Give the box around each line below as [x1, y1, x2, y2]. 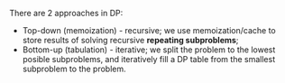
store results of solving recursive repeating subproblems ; [22, 35, 239, 45]
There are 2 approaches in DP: [9, 8, 124, 18]
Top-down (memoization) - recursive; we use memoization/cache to [22, 25, 277, 35]
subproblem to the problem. [22, 63, 126, 74]
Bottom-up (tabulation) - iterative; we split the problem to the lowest [22, 44, 276, 55]
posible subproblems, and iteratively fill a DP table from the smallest [22, 54, 276, 64]
